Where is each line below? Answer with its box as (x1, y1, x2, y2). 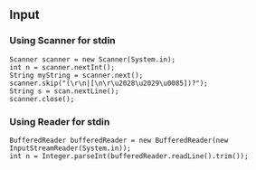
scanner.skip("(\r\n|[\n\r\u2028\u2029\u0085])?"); (9, 79, 208, 88)
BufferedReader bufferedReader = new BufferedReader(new (9, 136, 229, 145)
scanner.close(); (9, 94, 75, 103)
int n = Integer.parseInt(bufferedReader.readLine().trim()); (9, 151, 249, 161)
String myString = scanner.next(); (9, 71, 144, 80)
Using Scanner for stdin (9, 34, 116, 47)
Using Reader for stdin (9, 115, 110, 127)
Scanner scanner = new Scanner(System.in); (9, 54, 176, 64)
